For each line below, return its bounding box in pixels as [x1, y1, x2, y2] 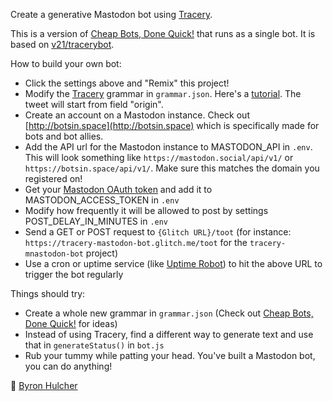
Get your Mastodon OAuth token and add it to [24, 184, 213, 195]
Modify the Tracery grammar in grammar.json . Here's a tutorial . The [24, 88, 302, 99]
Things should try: [10, 288, 86, 299]
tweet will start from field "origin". [24, 99, 164, 110]
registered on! [24, 173, 83, 184]
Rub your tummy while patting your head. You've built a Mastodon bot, [24, 350, 316, 361]
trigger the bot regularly [24, 269, 124, 280]
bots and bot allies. [24, 130, 104, 142]
